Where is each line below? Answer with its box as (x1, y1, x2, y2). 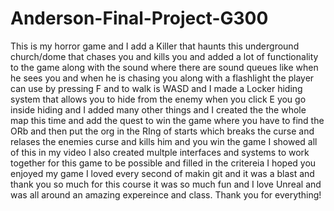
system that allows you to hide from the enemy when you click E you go (10, 93, 307, 105)
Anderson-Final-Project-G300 (10, 7, 269, 30)
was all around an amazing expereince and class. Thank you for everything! (10, 188, 322, 201)
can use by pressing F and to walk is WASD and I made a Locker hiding (10, 82, 303, 94)
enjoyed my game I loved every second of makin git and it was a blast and (10, 167, 315, 179)
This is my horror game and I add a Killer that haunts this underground (10, 40, 300, 52)
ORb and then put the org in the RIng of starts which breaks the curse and (10, 125, 315, 137)
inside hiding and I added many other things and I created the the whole (10, 103, 307, 116)
